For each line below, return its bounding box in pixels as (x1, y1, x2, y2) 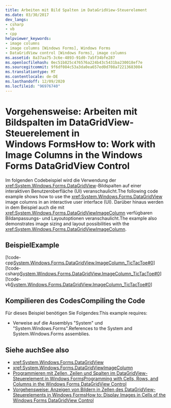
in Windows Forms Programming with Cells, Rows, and (44, 376, 159, 381)
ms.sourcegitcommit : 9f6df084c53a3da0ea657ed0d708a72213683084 (5, 65, 143, 70)
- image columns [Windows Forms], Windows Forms (5, 46, 111, 51)
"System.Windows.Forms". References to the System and (12, 326, 133, 332)
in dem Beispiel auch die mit (5, 204, 65, 210)
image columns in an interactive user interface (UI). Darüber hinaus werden (5, 199, 164, 205)
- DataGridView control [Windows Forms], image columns (5, 50, 127, 55)
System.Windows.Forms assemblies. (12, 331, 90, 337)
